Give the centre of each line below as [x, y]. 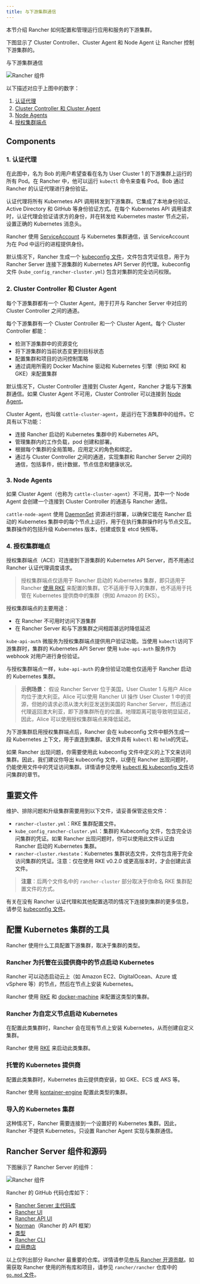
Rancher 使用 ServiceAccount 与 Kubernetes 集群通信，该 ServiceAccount [98, 237]
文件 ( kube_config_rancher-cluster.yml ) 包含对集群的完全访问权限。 [90, 272]
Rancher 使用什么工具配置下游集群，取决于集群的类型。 [75, 945]
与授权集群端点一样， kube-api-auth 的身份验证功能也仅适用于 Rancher [93, 669]
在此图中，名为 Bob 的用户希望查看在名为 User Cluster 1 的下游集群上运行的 [99, 174]
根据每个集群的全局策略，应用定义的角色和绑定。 [75, 449]
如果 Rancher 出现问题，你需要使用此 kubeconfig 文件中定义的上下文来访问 [99, 752]
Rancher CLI [30, 1240]
